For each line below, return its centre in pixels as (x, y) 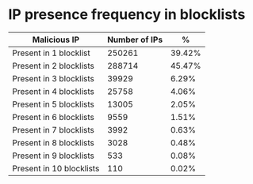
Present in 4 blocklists (54, 91)
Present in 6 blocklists (54, 117)
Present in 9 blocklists (54, 156)
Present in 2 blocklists (54, 66)
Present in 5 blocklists (54, 104)
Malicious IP (56, 39)
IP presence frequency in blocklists (127, 15)
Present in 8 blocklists (54, 142)
